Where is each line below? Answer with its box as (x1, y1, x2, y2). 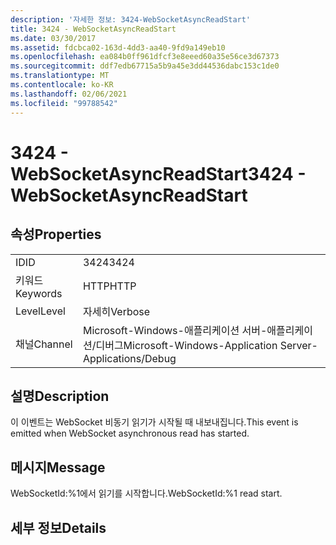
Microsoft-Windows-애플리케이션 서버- (82, 323, 268, 337)
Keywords (15, 286, 63, 300)
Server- (279, 338, 318, 352)
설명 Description (10, 387, 110, 405)
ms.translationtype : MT (10, 71, 110, 81)
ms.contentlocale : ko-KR (10, 80, 114, 90)
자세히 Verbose (82, 304, 151, 318)
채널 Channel (15, 337, 73, 351)
